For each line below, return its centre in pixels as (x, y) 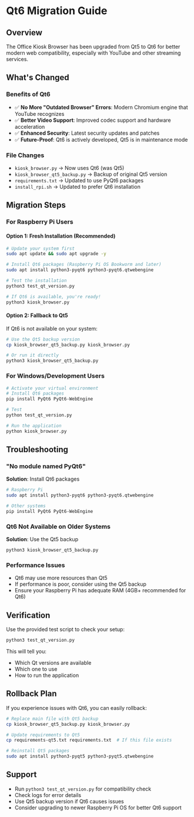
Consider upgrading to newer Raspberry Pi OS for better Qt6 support (98, 808)
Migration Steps (36, 205)
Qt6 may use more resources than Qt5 (61, 578)
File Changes (25, 155)
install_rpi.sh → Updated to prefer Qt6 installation (78, 186)
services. (17, 59)
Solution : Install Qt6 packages (43, 479)
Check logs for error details (48, 795)
